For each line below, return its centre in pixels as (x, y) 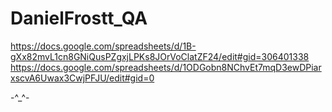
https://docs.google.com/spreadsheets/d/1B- (103, 46)
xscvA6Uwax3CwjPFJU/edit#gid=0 (82, 78)
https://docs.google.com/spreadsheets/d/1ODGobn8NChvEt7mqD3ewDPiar (166, 67)
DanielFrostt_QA (79, 18)
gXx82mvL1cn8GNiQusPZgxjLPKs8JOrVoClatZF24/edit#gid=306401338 (160, 56)
